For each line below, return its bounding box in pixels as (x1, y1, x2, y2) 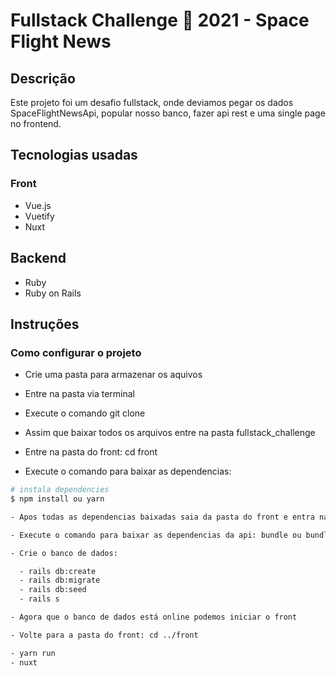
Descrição (10, 70, 76, 87)
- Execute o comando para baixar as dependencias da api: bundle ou (10, 530, 302, 540)
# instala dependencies (10, 485, 110, 495)
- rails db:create (19, 566, 97, 576)
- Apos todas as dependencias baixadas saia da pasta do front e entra (10, 512, 315, 522)
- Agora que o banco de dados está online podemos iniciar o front (10, 612, 298, 623)
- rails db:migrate (19, 575, 101, 586)
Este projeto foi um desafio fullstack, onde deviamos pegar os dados (10, 97, 294, 108)
